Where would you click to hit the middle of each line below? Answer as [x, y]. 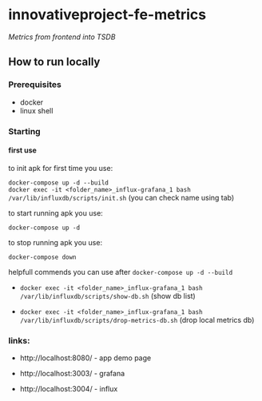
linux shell [36, 110]
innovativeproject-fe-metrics [107, 15]
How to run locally [54, 62]
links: [19, 340]
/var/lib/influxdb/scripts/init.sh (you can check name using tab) [121, 197]
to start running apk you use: [56, 212]
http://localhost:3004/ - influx [69, 389]
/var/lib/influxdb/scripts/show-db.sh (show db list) [107, 296]
